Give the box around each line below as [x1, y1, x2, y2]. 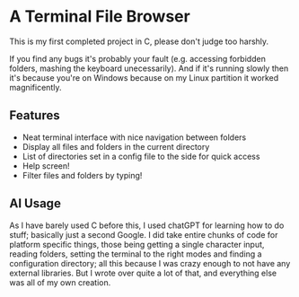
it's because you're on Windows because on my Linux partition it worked [9, 72, 279, 83]
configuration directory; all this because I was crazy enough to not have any [9, 258, 291, 268]
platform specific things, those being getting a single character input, [9, 239, 265, 249]
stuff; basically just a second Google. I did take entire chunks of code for [9, 229, 278, 240]
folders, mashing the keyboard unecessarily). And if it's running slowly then [9, 63, 289, 74]
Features [9, 108, 60, 123]
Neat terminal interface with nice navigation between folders [22, 132, 247, 143]
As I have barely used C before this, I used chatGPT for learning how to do [9, 220, 285, 231]
